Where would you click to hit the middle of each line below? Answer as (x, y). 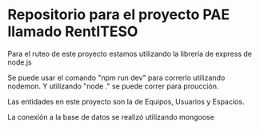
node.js (20, 62)
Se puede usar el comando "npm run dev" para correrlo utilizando (116, 77)
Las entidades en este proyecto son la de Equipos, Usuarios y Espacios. (126, 101)
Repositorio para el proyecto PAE (118, 15)
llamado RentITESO (73, 32)
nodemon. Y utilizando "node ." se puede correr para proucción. (113, 86)
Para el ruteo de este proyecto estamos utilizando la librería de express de (130, 53)
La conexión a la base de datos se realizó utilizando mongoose (111, 116)
